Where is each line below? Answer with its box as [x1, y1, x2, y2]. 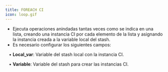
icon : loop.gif [5, 12, 37, 17]
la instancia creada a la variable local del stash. [12, 36, 111, 42]
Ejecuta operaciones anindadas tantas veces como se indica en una [12, 25, 153, 31]
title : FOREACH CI [5, 7, 44, 12]
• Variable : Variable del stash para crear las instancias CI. [9, 61, 129, 67]
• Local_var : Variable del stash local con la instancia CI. [9, 51, 124, 57]
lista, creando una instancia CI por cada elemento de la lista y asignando [12, 31, 163, 37]
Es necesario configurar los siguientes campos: [12, 41, 112, 47]
